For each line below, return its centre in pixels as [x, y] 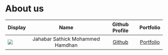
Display [17, 27]
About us [24, 9]
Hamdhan [66, 45]
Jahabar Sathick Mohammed [66, 39]
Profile [120, 30]
